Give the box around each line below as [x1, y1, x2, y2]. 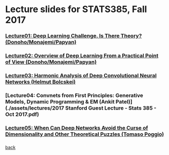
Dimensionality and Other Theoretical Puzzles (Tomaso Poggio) [5, 130, 164, 137]
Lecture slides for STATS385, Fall [5, 4, 147, 15]
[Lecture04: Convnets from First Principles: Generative [5, 92, 143, 99]
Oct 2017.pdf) [5, 111, 39, 118]
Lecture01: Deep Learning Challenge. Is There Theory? [5, 32, 142, 39]
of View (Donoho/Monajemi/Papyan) [5, 59, 97, 66]
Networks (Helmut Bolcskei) [5, 78, 76, 85]
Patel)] [116, 98, 133, 105]
